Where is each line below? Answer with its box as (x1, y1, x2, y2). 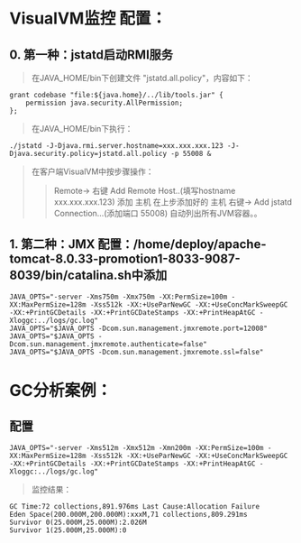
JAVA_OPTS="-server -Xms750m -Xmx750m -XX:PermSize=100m (9, 292, 228, 301)
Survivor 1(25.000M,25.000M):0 (9, 525, 127, 535)
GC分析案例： (9, 381, 113, 400)
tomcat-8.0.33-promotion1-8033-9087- (9, 252, 241, 267)
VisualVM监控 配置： (9, 8, 168, 29)
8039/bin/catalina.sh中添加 (9, 268, 168, 283)
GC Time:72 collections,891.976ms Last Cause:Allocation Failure (9, 502, 260, 511)
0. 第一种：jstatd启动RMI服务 (9, 47, 174, 62)
